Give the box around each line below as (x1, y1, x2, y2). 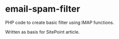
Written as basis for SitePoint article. (5, 29, 80, 35)
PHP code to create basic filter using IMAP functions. (5, 19, 115, 25)
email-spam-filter (5, 3, 81, 15)
